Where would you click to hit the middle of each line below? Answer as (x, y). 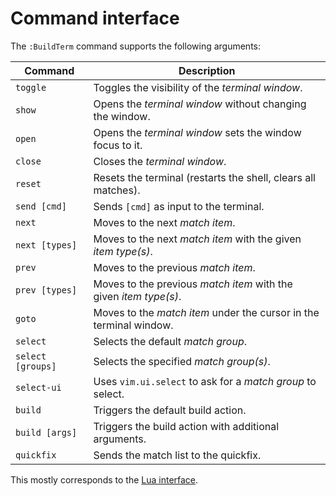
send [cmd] (41, 206)
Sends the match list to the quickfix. (177, 455)
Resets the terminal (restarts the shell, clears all (204, 177)
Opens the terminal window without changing (200, 104)
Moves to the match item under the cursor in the (206, 312)
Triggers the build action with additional (186, 426)
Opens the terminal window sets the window (197, 132)
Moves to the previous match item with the (193, 284)
